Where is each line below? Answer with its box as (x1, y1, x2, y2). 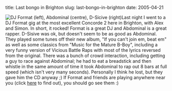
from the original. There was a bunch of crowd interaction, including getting (5, 52, 165, 59)
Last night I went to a (121, 14, 166, 20)
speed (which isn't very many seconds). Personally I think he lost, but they (5, 69, 163, 75)
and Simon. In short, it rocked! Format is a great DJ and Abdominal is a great (5, 25, 167, 31)
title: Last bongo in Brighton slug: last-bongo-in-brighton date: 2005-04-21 (5, 5, 164, 10)
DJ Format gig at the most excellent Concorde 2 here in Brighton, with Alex (5, 20, 164, 26)
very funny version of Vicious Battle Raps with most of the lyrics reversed (5, 47, 161, 53)
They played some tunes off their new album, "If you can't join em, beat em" (5, 36, 167, 42)
